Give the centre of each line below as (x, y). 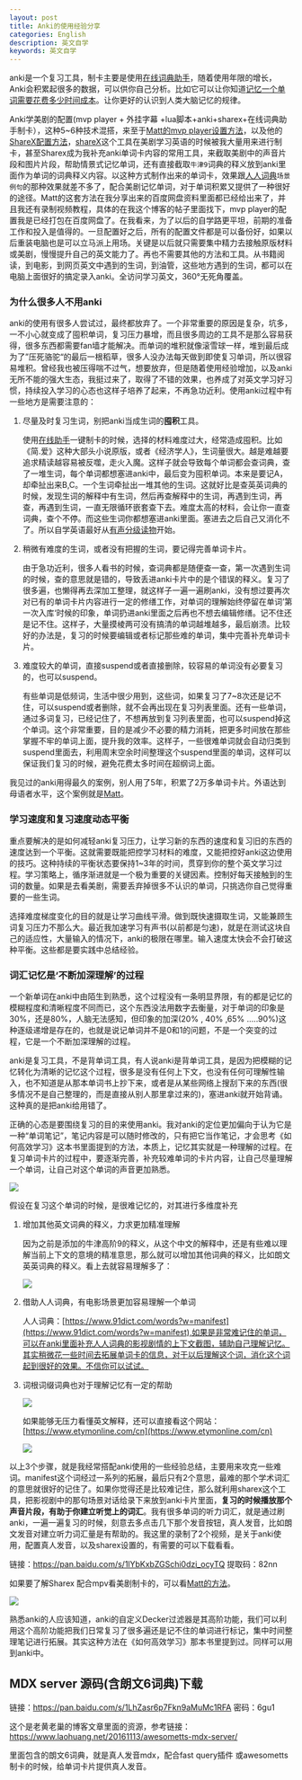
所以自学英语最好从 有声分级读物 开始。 (109, 530)
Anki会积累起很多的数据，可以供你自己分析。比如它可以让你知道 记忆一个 (144, 89)
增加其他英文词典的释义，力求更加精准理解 (101, 1225)
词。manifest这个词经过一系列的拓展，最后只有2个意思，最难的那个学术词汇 (150, 1478)
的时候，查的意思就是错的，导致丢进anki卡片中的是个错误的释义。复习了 (156, 580)
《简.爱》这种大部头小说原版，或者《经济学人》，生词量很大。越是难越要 (155, 451)
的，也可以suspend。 (62, 677)
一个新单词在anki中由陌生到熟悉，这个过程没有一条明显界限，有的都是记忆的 (151, 996)
